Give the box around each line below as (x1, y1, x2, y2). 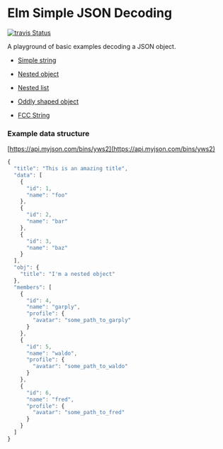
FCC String (17, 111, 50, 119)
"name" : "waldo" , (25, 350, 78, 357)
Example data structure (7, 128, 90, 138)
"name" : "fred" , (25, 396, 74, 403)
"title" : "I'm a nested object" (20, 271, 115, 278)
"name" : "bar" (25, 218, 69, 225)
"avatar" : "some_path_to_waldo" (33, 363, 129, 370)
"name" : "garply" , (25, 304, 81, 311)
